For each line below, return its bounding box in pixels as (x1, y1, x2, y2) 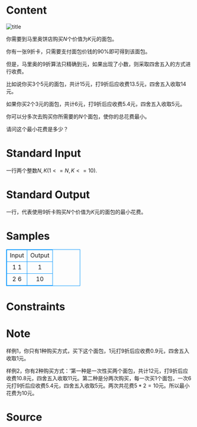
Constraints (6, 300, 66, 313)
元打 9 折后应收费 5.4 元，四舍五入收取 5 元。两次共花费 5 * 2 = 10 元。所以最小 (6, 382, 190, 389)
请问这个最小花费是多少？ (6, 125, 69, 132)
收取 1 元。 (6, 354, 30, 361)
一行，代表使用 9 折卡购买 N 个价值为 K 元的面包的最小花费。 (6, 208, 147, 215)
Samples (6, 229, 50, 242)
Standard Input (6, 147, 81, 160)
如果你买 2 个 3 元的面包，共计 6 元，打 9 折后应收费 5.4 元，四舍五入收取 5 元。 (6, 100, 185, 107)
